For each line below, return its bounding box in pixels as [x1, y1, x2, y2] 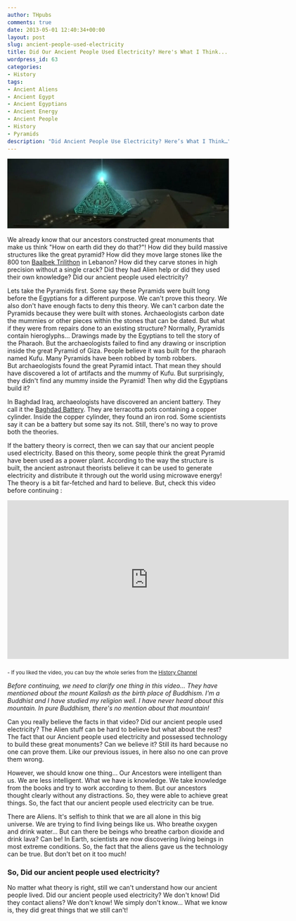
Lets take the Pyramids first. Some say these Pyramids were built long [7, 286, 210, 295]
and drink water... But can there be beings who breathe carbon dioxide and [7, 827, 225, 836]
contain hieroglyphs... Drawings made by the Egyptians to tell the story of [7, 331, 220, 340]
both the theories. [7, 427, 59, 437]
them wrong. [7, 755, 44, 763]
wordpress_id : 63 [7, 56, 58, 63]
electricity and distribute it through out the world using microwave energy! [7, 471, 222, 480]
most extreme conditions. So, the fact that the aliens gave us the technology [7, 842, 229, 850]
